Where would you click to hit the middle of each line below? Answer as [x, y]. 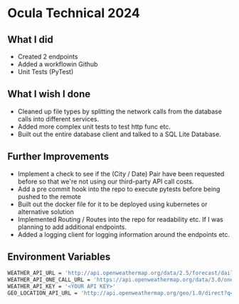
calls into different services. [58, 118]
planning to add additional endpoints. [72, 227]
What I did [30, 40]
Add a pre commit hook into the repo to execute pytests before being [119, 189]
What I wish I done [49, 94]
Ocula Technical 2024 [74, 13]
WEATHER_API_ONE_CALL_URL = [49, 280]
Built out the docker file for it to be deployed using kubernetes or [112, 204]
